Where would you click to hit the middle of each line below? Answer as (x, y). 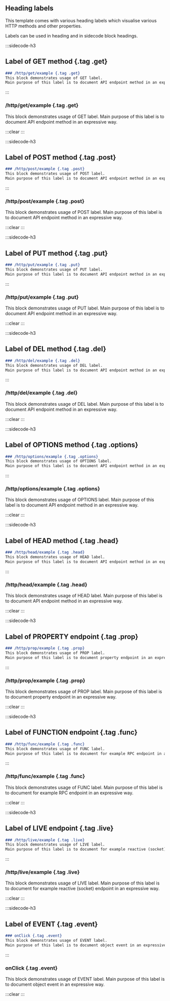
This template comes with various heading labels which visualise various (81, 20)
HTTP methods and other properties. (44, 26)
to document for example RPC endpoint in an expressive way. (69, 793)
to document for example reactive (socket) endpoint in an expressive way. (82, 889)
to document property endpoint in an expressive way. (61, 697)
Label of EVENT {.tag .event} (52, 924)
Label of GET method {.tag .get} (56, 62)
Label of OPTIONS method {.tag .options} (72, 445)
